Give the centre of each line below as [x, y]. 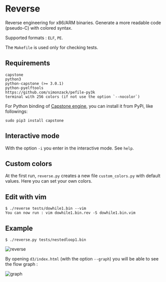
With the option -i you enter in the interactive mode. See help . [70, 148]
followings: [17, 111]
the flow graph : [22, 264]
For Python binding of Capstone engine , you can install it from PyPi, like [79, 106]
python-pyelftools [24, 88]
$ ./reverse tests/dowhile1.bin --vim [46, 209]
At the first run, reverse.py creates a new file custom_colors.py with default [83, 176]
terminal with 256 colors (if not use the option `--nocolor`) [73, 97]
